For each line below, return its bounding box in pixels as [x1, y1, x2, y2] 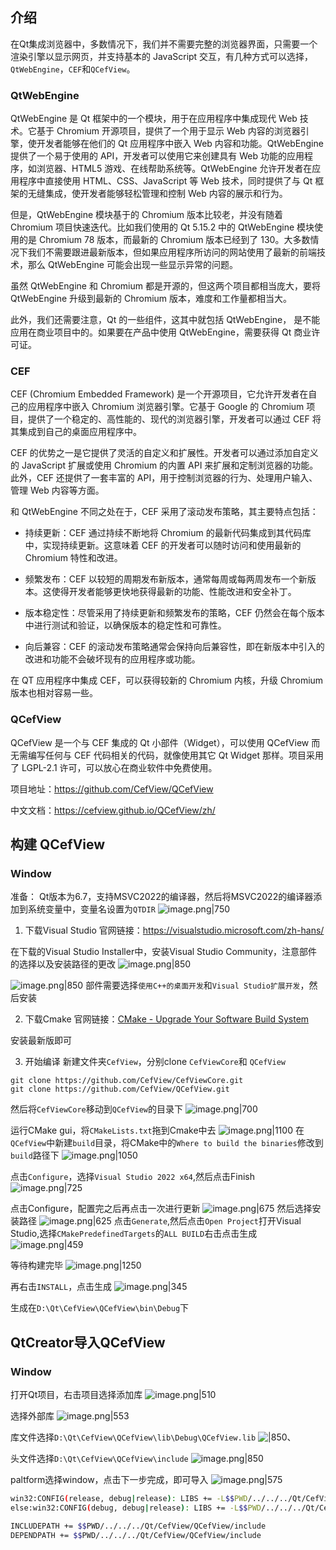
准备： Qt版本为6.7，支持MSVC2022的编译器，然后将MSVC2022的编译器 [10, 891, 314, 903]
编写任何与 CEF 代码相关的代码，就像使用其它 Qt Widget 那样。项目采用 [27, 749, 324, 761]
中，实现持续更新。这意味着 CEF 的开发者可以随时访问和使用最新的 [24, 539, 302, 552]
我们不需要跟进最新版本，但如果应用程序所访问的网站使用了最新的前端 [27, 246, 317, 258]
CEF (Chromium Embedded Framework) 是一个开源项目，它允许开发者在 [10, 388, 309, 400]
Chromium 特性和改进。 [24, 552, 123, 564]
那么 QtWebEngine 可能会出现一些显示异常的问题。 [27, 259, 238, 271]
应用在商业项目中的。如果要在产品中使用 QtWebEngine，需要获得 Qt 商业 [10, 326, 312, 338]
